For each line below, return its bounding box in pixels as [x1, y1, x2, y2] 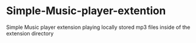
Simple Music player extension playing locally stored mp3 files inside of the [6, 24, 191, 31]
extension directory [6, 29, 54, 37]
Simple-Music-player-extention [6, 4, 166, 18]
